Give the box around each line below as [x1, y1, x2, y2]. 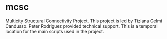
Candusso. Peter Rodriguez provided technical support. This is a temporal [5, 23, 158, 29]
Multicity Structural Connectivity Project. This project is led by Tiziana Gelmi [5, 18, 162, 24]
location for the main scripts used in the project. [5, 28, 104, 34]
